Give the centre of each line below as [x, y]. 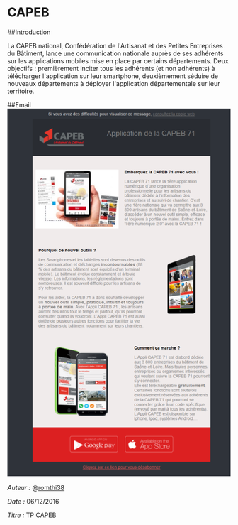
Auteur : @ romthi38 [36, 488]
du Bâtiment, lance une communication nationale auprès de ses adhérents [115, 53]
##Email [19, 104]
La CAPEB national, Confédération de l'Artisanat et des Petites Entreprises [115, 45]
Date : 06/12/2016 [33, 502]
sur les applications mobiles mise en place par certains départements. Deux [118, 60]
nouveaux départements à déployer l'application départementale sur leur [114, 83]
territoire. [21, 91]
